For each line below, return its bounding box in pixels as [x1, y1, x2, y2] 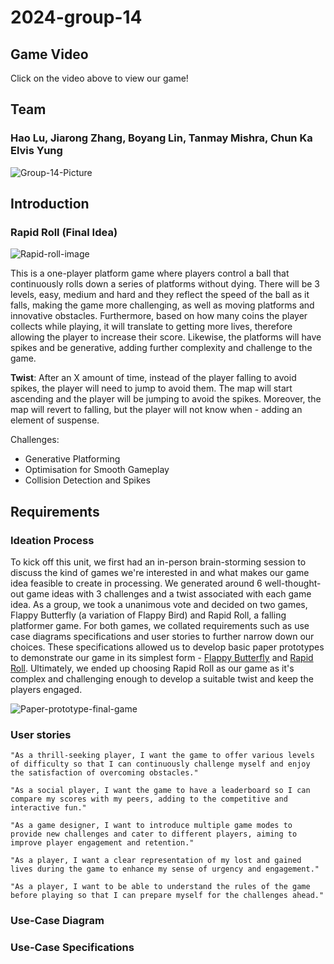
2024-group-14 [10, 6, 143, 29]
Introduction [10, 196, 90, 213]
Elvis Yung [10, 144, 63, 158]
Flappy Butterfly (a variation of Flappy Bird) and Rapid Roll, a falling [10, 609, 287, 621]
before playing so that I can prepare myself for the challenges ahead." [10, 891, 325, 901]
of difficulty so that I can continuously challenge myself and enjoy [10, 759, 311, 770]
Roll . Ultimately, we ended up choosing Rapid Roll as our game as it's [10, 662, 295, 675]
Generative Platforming [24, 453, 121, 465]
